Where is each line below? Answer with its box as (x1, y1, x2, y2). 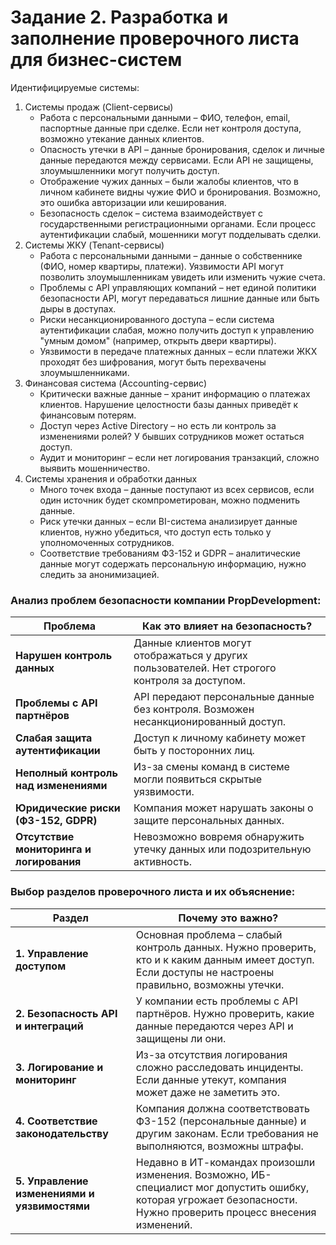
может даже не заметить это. (135, 1085, 280, 1099)
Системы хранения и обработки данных (24, 472, 198, 485)
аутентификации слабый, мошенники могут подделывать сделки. (39, 228, 322, 240)
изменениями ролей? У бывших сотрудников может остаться (39, 430, 305, 442)
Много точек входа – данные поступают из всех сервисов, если (39, 483, 315, 495)
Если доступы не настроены (135, 965, 275, 979)
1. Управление (15, 946, 89, 960)
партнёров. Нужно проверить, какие (135, 1006, 315, 1020)
